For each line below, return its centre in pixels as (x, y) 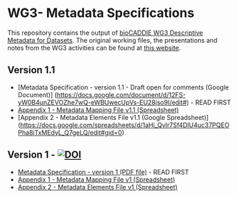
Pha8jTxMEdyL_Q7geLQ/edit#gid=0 (70, 132)
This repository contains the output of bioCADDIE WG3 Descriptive (106, 33)
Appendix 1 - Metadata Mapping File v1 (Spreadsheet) (96, 180)
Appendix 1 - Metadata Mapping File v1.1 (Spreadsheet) (98, 110)
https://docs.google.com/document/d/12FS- (121, 94)
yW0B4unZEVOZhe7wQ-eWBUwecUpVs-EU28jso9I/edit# (102, 102)
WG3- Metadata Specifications (101, 13)
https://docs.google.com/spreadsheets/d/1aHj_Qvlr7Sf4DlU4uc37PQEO (125, 125)
